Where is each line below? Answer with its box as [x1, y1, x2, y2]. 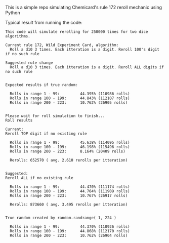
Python [5, 10, 20, 16]
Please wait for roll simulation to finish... [5, 113, 105, 118]
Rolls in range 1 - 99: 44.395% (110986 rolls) [10, 91, 130, 96]
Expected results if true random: [5, 83, 78, 88]
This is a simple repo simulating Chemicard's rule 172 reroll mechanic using [5, 5, 162, 10]
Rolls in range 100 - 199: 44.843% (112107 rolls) [10, 96, 130, 101]
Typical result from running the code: [5, 20, 82, 25]
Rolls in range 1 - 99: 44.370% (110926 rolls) [10, 224, 130, 229]
